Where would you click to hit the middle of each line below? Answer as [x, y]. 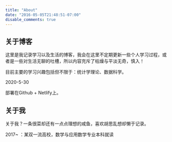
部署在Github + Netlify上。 [33, 93]
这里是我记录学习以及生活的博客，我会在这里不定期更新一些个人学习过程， [84, 55]
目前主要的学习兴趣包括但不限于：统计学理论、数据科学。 [66, 72]
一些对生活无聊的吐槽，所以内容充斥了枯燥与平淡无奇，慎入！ [79, 61]
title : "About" [21, 10]
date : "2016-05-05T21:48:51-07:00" [43, 15]
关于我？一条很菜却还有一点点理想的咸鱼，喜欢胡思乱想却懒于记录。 [77, 124]
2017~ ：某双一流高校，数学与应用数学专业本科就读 [60, 134]
